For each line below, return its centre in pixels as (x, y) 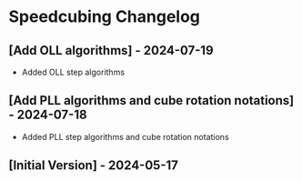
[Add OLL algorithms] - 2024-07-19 (111, 50)
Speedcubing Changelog (105, 17)
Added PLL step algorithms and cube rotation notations (125, 136)
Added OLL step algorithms (73, 72)
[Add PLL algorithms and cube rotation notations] (151, 101)
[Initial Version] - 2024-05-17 (93, 166)
